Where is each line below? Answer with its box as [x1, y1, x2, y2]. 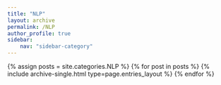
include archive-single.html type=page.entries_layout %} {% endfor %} [7, 70, 215, 78]
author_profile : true [7, 30, 71, 37]
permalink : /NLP [7, 23, 55, 30]
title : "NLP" [7, 10, 46, 18]
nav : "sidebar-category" [20, 43, 93, 50]
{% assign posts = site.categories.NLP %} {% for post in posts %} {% [7, 63, 210, 70]
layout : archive [7, 17, 55, 24]
